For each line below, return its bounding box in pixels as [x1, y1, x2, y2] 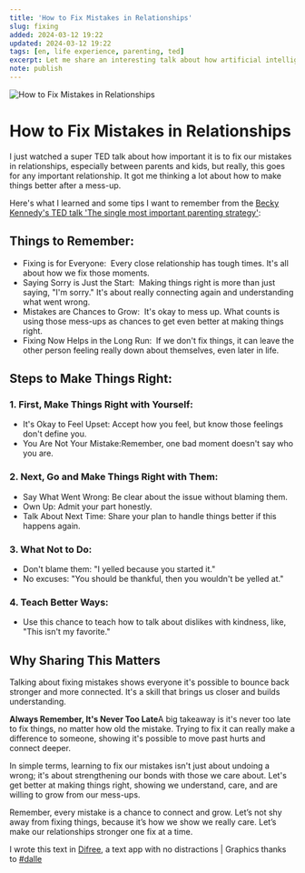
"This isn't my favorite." [22, 627, 111, 637]
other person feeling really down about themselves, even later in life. [22, 345, 280, 356]
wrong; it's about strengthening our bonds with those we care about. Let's [9, 770, 288, 781]
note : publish [9, 65, 64, 74]
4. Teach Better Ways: [9, 596, 109, 608]
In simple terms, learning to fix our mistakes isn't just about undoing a [9, 760, 271, 771]
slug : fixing [9, 22, 59, 31]
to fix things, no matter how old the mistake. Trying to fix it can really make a [9, 724, 295, 735]
